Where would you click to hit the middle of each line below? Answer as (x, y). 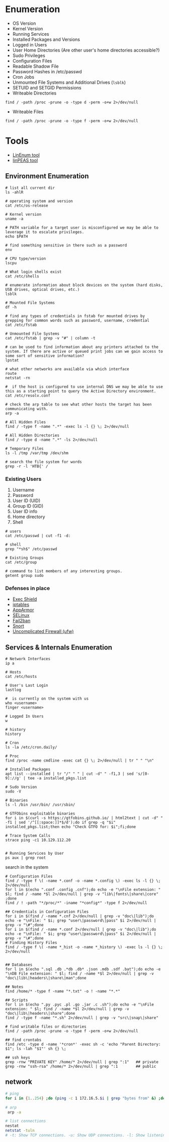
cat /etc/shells (22, 276)
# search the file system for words (44, 462)
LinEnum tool (26, 155)
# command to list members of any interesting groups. (64, 571)
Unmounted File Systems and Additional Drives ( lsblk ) (69, 82)
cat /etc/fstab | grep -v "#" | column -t (50, 338)
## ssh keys (18, 1058)
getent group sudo (24, 575)
